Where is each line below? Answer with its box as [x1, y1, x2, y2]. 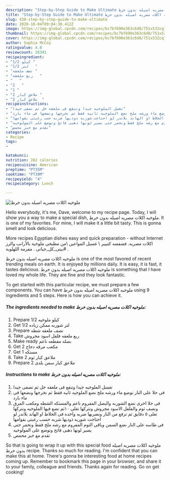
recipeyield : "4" [6, 177, 42, 182]
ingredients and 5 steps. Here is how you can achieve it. [6, 292, 123, 298]
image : [6, 26, 20, 31]
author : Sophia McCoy [6, 40, 51, 46]
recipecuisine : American [6, 162, 58, 167]
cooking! [6, 469, 24, 475]
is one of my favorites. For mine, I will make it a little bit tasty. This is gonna [6, 220, 161, 226]
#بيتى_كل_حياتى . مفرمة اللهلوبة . [6, 246, 69, 252]
